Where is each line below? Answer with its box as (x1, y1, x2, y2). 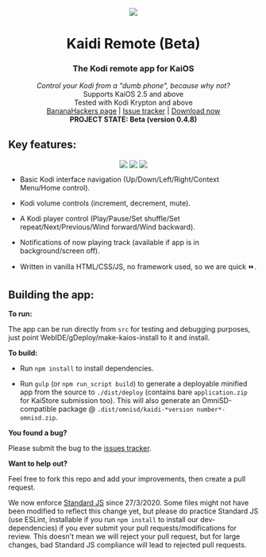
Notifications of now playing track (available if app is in (19, 238, 200, 248)
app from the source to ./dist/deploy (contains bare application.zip (19, 387, 248, 397)
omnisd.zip (19, 414, 56, 422)
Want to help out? (8, 459, 68, 468)
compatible (19, 405, 57, 414)
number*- (196, 405, 226, 414)
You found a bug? (8, 428, 67, 438)
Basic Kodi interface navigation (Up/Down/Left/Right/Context (19, 175, 220, 184)
